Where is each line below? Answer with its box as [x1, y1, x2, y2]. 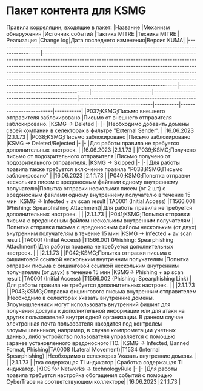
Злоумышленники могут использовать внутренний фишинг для [6, 301, 171, 308]
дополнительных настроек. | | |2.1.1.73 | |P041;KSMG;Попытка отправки [6, 210, 190, 218]
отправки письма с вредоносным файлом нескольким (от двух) [30, 223, 197, 230]
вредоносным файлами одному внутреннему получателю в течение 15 [6, 191, 191, 198]
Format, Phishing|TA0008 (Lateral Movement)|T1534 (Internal [6, 346, 160, 353]
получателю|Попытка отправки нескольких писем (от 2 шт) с [6, 184, 166, 192]
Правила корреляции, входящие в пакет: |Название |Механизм [6, 24, 170, 31]
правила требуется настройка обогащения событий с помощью [6, 371, 173, 379]
